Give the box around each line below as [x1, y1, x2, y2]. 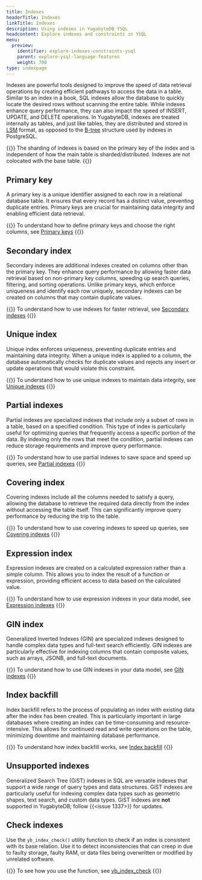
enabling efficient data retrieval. [6, 210, 86, 217]
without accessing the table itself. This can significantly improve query [6, 506, 181, 514]
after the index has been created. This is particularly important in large [6, 712, 181, 719]
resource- [166, 719, 191, 726]
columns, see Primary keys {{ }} [6, 228, 84, 235]
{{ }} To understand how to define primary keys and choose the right [6, 222, 175, 229]
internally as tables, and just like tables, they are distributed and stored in [6, 120, 188, 127]
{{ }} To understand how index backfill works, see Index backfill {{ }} [6, 743, 173, 750]
